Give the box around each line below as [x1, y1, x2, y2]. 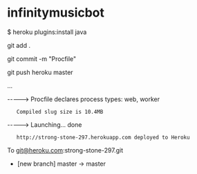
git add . [7, 41, 31, 49]
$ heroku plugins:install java [7, 28, 87, 36]
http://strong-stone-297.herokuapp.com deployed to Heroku [16, 134, 190, 141]
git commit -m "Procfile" [7, 54, 77, 63]
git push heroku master [7, 68, 74, 76]
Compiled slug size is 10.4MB [16, 108, 104, 115]
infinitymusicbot [7, 5, 105, 21]
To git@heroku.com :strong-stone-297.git [7, 146, 123, 154]
